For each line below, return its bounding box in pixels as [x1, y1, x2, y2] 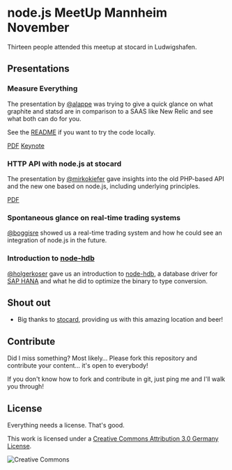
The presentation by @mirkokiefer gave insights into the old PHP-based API [7, 174, 224, 182]
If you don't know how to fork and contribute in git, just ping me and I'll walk [7, 375, 226, 384]
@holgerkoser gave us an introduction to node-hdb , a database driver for [7, 269, 218, 278]
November [7, 19, 70, 36]
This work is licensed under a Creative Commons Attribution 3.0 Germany [7, 434, 219, 443]
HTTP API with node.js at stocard [7, 159, 122, 169]
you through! [7, 382, 44, 391]
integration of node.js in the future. [7, 236, 107, 244]
